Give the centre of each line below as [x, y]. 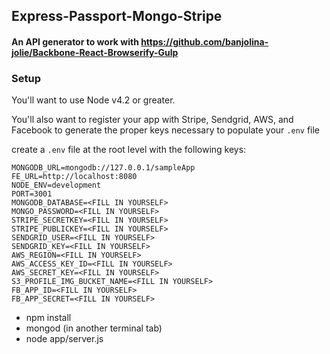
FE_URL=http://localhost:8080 [74, 177]
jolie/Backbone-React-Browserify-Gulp [95, 52]
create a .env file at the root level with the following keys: [129, 150]
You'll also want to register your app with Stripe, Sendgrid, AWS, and [152, 120]
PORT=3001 [32, 194]
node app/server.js [64, 339]
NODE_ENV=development [56, 185]
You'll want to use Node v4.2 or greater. [93, 100]
